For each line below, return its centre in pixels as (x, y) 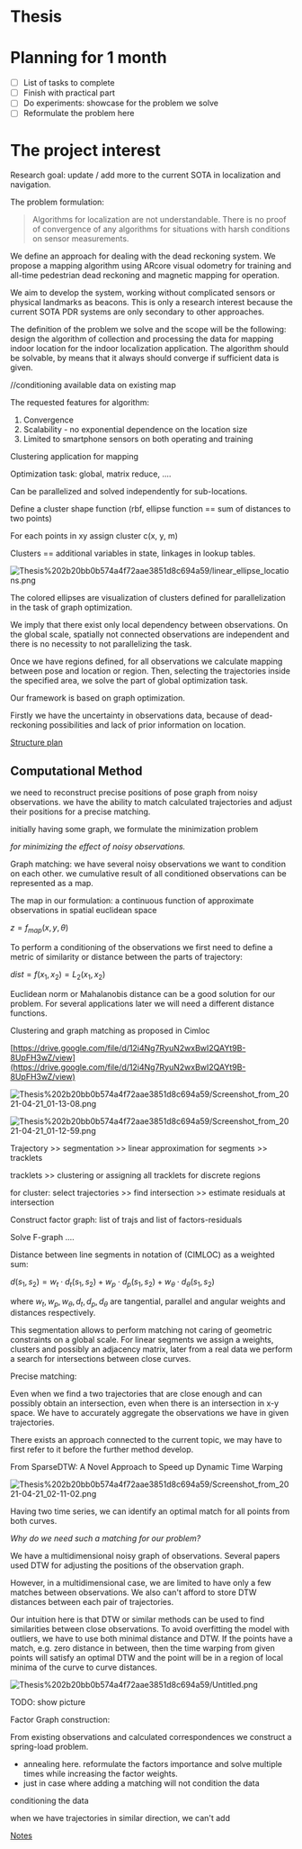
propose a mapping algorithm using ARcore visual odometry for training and (151, 266)
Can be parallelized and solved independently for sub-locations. (129, 492)
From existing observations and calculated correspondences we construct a (151, 1737)
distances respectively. (53, 1313)
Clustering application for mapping (74, 457)
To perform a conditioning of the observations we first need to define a (142, 947)
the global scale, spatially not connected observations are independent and (150, 634)
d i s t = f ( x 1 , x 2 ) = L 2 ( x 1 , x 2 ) (58, 975)
